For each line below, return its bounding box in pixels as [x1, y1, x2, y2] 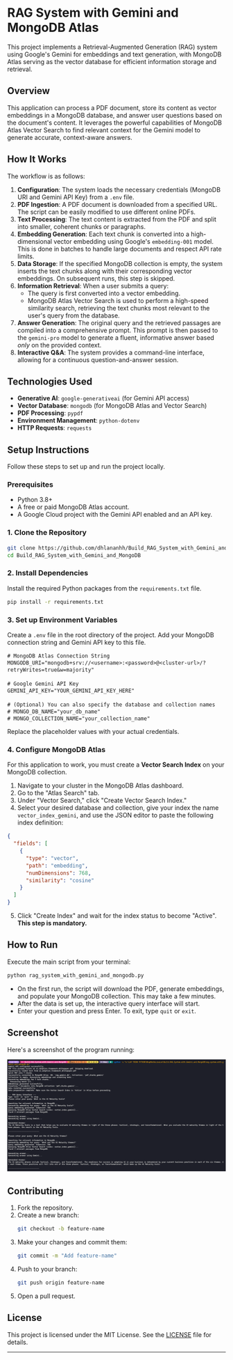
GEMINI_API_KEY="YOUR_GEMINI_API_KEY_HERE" [7, 687, 135, 694]
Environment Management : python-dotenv [17, 416, 140, 425]
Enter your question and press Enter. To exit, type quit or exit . [17, 1006, 196, 1015]
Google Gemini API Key [13, 680, 79, 687]
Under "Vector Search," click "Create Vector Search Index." [17, 796, 187, 805]
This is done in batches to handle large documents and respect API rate [17, 244, 222, 253]
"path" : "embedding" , [25, 862, 89, 869]
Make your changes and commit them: [17, 1238, 128, 1246]
